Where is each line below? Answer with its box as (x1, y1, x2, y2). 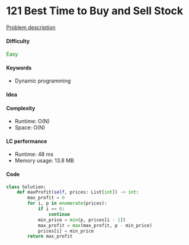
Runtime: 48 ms (14, 151, 54, 158)
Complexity (6, 104, 36, 112)
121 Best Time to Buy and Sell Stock (6, 4, 184, 18)
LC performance (6, 138, 47, 145)
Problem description (6, 24, 56, 31)
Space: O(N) (14, 124, 46, 131)
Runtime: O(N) (14, 117, 50, 125)
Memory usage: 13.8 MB (14, 157, 74, 164)
